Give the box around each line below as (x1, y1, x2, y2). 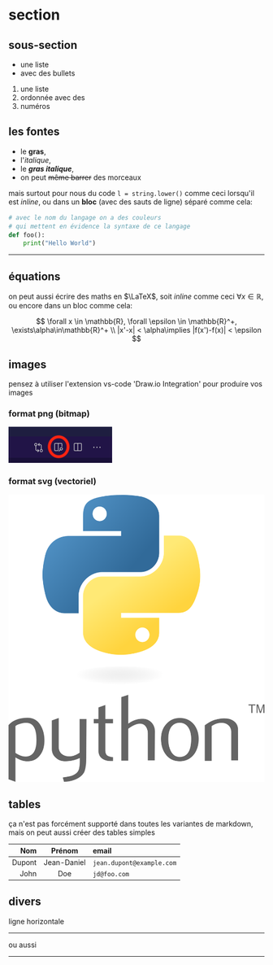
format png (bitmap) (8, 408, 90, 419)
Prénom (51, 845, 79, 855)
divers (8, 895, 41, 909)
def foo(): (8, 230, 45, 239)
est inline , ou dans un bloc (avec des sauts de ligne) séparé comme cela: (8, 197, 253, 207)
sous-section (8, 38, 78, 52)
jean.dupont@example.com (92, 859, 177, 867)
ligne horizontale (8, 916, 65, 926)
